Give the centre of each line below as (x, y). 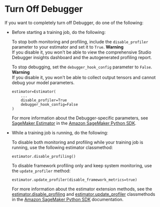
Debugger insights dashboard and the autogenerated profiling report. (82, 57)
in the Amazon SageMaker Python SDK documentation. (67, 199)
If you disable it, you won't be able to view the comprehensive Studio (81, 52)
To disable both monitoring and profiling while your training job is (77, 142)
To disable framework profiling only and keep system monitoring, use (82, 165)
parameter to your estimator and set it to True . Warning (67, 47)
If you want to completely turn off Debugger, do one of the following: (74, 23)
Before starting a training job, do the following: (59, 32)
